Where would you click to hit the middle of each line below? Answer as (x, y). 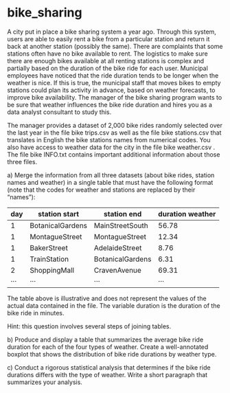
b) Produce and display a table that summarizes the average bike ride (105, 339)
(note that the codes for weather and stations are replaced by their (101, 190)
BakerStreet (49, 247)
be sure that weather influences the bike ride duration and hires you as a (110, 104)
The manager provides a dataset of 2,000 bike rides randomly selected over (115, 125)
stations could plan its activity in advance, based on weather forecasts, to (111, 90)
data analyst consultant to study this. (59, 112)
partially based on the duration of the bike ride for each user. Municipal (107, 68)
